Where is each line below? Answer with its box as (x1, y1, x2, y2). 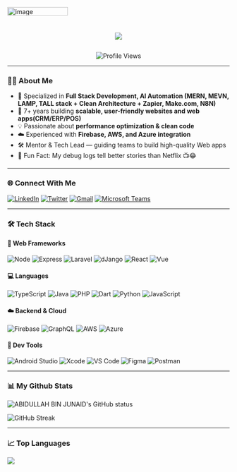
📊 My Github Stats (7, 381, 73, 391)
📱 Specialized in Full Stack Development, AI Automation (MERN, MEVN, (17, 92, 229, 100)
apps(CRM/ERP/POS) (17, 114, 82, 123)
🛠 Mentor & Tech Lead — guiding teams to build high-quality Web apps (17, 141, 226, 150)
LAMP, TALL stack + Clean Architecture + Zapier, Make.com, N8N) (17, 99, 217, 108)
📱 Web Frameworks (7, 239, 66, 248)
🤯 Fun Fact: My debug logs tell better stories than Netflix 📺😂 (17, 152, 197, 160)
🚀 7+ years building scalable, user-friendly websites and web (17, 107, 200, 116)
